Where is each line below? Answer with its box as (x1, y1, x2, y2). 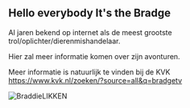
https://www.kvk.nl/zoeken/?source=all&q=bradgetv (8, 75, 183, 85)
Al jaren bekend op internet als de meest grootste (8, 27, 172, 37)
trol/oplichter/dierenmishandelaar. (8, 36, 121, 46)
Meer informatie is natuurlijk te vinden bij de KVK (8, 67, 171, 77)
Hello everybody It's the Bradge (8, 6, 171, 20)
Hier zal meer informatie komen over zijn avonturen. (8, 51, 180, 61)
